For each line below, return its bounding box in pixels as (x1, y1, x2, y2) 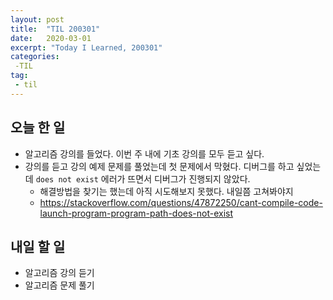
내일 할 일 (10, 238, 66, 255)
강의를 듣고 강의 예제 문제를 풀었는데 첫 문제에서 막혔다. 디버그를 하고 (24, 160, 295, 172)
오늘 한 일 (10, 119, 66, 136)
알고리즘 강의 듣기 (24, 267, 95, 279)
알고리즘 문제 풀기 (24, 279, 95, 291)
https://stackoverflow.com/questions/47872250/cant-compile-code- (39, 196, 323, 208)
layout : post (10, 14, 65, 25)
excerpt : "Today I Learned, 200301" (10, 42, 163, 53)
